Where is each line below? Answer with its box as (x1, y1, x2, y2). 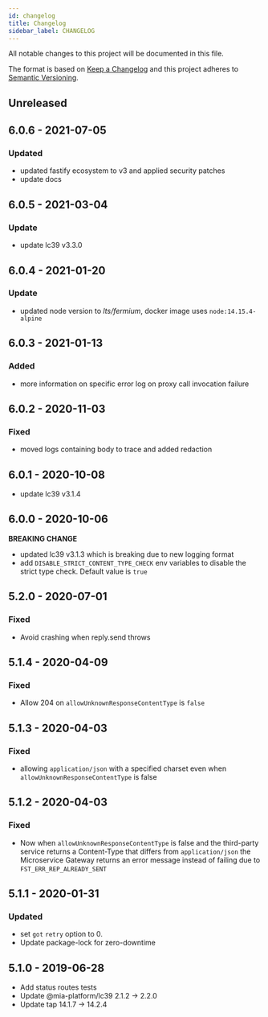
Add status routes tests (19, 982, 98, 992)
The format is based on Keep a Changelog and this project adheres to (8, 64, 239, 74)
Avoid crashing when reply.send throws (19, 632, 151, 642)
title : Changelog (8, 19, 67, 27)
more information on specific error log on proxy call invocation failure (19, 379, 250, 389)
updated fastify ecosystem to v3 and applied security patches (19, 166, 225, 175)
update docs (19, 175, 62, 184)
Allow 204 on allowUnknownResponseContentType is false (19, 698, 205, 708)
